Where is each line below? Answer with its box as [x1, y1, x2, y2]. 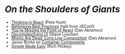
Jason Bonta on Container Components [11, 39, 85, 45]
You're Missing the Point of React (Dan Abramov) [11, 28, 103, 33]
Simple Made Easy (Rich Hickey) [11, 43, 72, 49]
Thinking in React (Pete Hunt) [11, 19, 66, 25]
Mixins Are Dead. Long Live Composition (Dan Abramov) [11, 35, 116, 41]
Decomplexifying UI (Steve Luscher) [11, 31, 79, 37]
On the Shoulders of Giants [5, 4, 120, 15]
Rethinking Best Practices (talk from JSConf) [11, 24, 95, 29]
